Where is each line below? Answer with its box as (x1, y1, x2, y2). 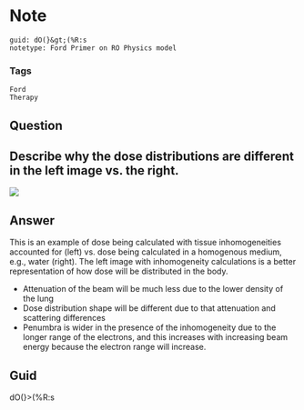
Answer (9, 213, 56, 228)
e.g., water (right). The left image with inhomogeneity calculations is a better (9, 256, 297, 267)
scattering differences (22, 313, 106, 324)
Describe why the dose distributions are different (9, 149, 294, 165)
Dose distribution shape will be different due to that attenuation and (22, 303, 276, 314)
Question (9, 117, 63, 133)
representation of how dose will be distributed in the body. (9, 265, 229, 277)
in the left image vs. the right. (9, 163, 179, 178)
